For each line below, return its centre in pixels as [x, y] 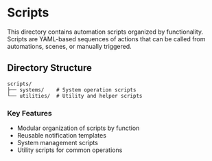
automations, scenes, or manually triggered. [69, 46]
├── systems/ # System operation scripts [72, 90]
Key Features [30, 113]
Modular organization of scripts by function [78, 128]
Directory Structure [50, 68]
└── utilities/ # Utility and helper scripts [75, 96]
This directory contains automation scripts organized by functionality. [105, 32]
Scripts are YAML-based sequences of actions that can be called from [106, 39]
